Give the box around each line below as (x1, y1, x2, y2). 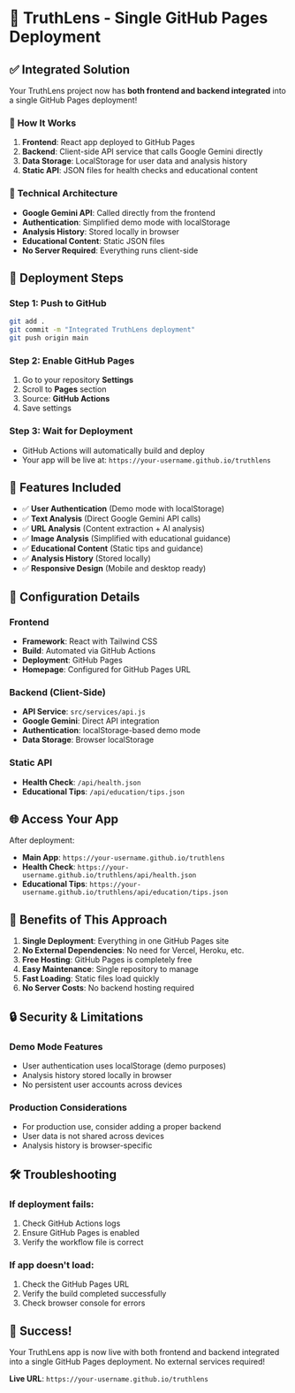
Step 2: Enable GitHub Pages (9, 354, 135, 366)
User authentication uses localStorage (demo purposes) (21, 1060, 227, 1071)
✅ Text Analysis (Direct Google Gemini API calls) (21, 513, 201, 524)
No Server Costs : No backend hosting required (21, 983, 194, 993)
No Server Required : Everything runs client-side (21, 245, 199, 256)
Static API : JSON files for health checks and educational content (21, 165, 259, 176)
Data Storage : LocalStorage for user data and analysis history (21, 156, 248, 166)
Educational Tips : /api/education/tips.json (21, 786, 185, 797)
